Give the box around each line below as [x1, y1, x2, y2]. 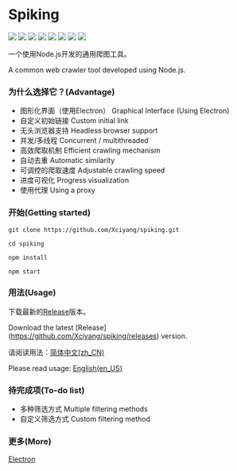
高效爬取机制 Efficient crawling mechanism [19, 145, 161, 156]
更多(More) [8, 436, 52, 447]
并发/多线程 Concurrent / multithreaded [19, 136, 149, 145]
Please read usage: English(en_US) [8, 363, 123, 373]
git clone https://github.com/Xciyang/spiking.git [8, 226, 180, 234]
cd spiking [8, 240, 45, 248]
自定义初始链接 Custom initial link [19, 116, 129, 125]
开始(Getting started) [8, 207, 91, 218]
